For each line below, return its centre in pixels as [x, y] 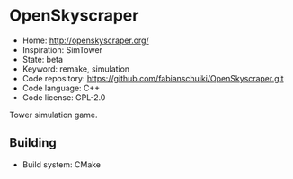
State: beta [43, 59]
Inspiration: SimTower [62, 49]
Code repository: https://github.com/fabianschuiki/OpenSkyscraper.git [153, 78]
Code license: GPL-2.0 [64, 97]
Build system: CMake [62, 164]
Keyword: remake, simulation [76, 69]
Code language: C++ [61, 88]
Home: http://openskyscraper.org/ [86, 40]
